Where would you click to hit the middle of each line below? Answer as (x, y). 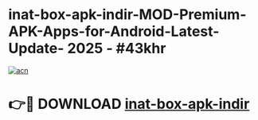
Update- (36, 48)
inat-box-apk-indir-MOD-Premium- (127, 15)
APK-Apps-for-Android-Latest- (114, 31)
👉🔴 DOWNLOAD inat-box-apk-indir (129, 104)
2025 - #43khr (117, 48)
